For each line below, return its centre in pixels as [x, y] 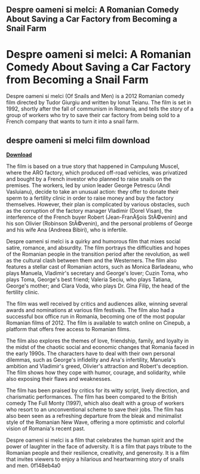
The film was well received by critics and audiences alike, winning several [97, 304]
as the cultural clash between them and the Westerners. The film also [92, 261]
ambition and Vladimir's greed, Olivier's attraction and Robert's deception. [97, 366]
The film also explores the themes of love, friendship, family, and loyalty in [98, 341]
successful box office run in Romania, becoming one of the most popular [96, 317]
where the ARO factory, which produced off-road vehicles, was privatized [97, 173]
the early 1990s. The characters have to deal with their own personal [90, 354]
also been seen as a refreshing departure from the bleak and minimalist [94, 416]
